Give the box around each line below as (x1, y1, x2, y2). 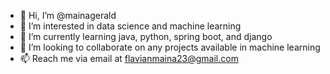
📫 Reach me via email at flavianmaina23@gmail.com (19, 53, 239, 64)
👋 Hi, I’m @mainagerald (19, 10, 117, 21)
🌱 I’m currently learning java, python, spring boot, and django (19, 31, 273, 42)
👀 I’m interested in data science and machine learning (19, 20, 242, 32)
